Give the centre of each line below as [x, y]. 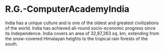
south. [12, 44]
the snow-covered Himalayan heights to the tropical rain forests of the [77, 39]
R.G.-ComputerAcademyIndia [67, 9]
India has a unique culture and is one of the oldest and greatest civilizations [82, 23]
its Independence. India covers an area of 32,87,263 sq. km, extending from [82, 33]
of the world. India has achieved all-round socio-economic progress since [80, 28]
